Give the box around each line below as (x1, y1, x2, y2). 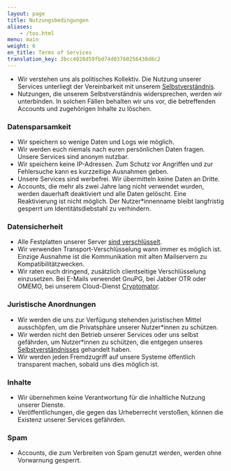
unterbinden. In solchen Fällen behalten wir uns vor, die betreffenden (17, 97, 216, 105)
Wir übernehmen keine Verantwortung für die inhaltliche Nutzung (17, 393, 206, 401)
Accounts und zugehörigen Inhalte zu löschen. (17, 104, 152, 112)
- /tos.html (20, 29, 54, 37)
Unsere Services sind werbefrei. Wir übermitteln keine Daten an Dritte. (17, 175, 221, 184)
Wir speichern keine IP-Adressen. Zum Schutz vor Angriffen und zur (17, 160, 214, 168)
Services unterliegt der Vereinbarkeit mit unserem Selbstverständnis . (17, 82, 216, 91)
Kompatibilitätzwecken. (17, 260, 85, 269)
